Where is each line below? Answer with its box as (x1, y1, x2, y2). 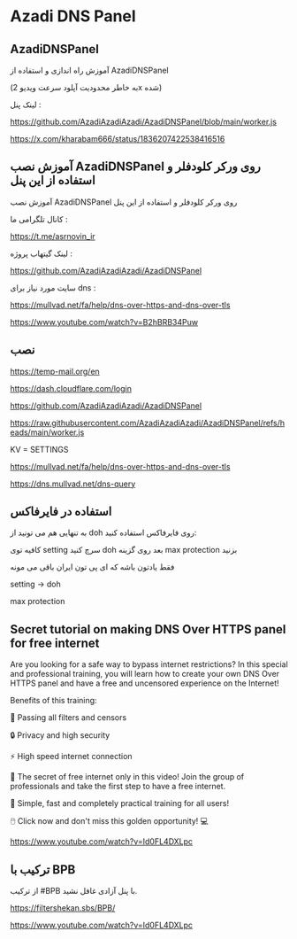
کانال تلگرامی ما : (10, 213, 68, 224)
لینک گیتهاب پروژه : (10, 248, 73, 259)
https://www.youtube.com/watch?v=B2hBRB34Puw (10, 316, 198, 327)
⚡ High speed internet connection (10, 751, 133, 762)
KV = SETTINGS (10, 444, 69, 454)
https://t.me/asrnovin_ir (10, 230, 95, 241)
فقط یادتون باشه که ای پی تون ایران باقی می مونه (10, 562, 175, 572)
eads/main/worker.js (10, 427, 85, 438)
